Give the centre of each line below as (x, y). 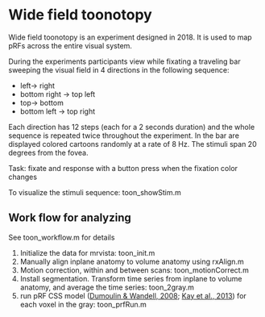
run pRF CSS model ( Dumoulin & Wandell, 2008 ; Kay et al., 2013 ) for (133, 295)
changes (23, 177)
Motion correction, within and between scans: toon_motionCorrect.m (135, 270)
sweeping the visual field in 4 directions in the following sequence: (119, 69)
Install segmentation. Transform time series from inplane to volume (131, 278)
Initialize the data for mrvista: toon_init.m (87, 252)
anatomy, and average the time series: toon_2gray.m (107, 287)
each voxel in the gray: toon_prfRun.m (83, 304)
